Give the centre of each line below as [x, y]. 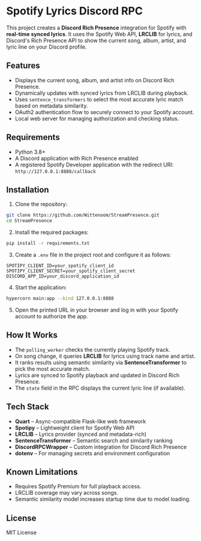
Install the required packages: [52, 232]
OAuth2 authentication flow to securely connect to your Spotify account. [104, 112]
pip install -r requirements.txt [48, 243]
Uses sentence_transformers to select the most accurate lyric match [99, 99]
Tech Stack [28, 407]
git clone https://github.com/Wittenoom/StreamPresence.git [83, 215]
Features [23, 66]
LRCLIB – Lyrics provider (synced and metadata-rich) [81, 434]
